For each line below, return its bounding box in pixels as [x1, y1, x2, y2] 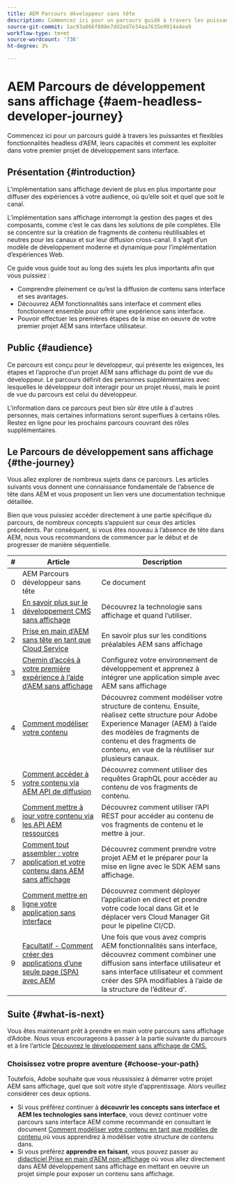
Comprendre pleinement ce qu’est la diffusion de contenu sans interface [17, 284, 226, 293]
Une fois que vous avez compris [101, 932, 207, 942]
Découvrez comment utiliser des [101, 765, 208, 774]
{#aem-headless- [97, 93, 203, 109]
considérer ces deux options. [7, 1090, 91, 1098]
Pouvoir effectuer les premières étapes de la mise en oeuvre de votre [17, 314, 217, 323]
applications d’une [22, 958, 82, 968]
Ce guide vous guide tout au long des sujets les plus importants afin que [7, 263, 214, 272]
